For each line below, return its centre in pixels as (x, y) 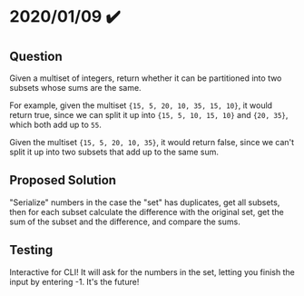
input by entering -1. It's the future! (74, 281)
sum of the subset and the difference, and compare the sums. (125, 222)
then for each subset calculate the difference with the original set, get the (147, 212)
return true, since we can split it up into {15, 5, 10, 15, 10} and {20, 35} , (149, 115)
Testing (31, 250)
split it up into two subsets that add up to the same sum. (114, 152)
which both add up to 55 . (55, 124)
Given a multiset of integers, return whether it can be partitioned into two (146, 78)
